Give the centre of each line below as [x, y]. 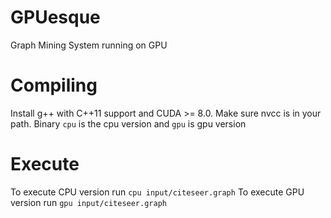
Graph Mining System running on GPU [89, 45]
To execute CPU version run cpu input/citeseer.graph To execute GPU [157, 192]
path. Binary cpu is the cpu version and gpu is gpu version [128, 123]
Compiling [54, 85]
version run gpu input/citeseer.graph [88, 202]
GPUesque [55, 17]
